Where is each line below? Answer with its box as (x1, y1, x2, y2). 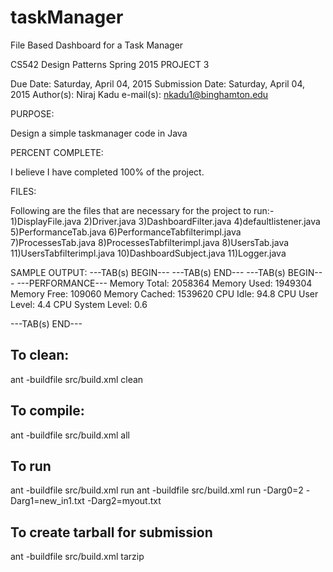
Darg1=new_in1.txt (10, 495, 85, 507)
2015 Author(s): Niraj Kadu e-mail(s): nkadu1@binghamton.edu (10, 88, 269, 100)
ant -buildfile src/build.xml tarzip (10, 551, 145, 563)
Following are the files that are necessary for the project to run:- (10, 204, 275, 216)
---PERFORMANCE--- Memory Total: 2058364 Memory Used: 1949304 (16, 277, 313, 289)
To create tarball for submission (10, 524, 213, 541)
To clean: (10, 347, 70, 364)
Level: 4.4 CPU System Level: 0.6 (10, 298, 148, 310)
